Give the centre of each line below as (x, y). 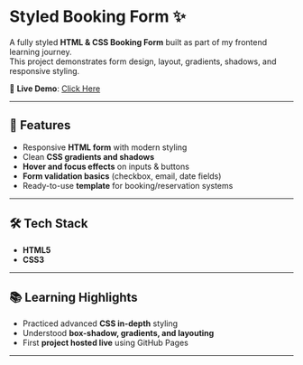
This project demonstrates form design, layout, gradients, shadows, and (143, 61)
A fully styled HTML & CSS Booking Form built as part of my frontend (138, 42)
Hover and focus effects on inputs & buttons (106, 166)
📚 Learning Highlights (73, 297)
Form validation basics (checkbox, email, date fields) (122, 176)
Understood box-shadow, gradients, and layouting (118, 333)
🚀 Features (40, 125)
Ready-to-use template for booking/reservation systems (128, 185)
